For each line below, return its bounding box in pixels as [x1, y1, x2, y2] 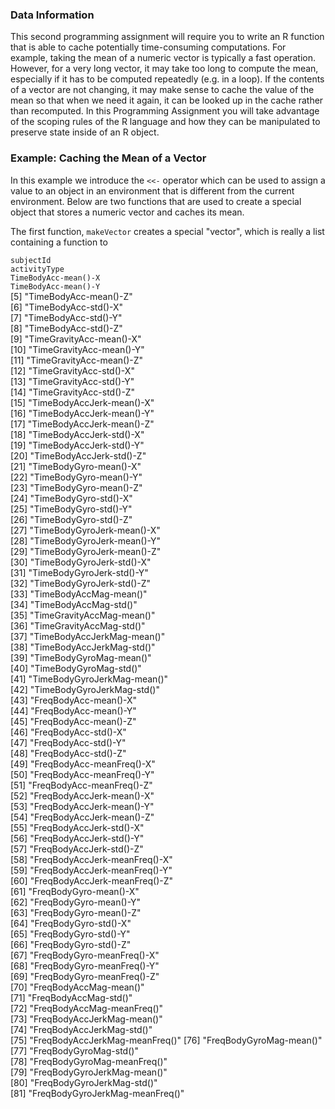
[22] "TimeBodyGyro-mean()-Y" [10, 471, 143, 483]
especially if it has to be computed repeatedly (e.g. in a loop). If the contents [10, 73, 325, 85]
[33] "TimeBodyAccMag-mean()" [10, 588, 148, 600]
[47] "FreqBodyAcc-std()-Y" [10, 736, 127, 748]
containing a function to [10, 236, 108, 248]
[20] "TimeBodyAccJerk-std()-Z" [10, 449, 147, 462]
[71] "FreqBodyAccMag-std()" [10, 991, 133, 1003]
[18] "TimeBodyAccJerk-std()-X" [10, 428, 145, 440]
